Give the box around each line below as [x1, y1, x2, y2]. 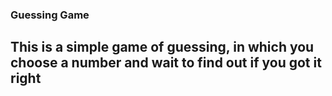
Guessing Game [10, 8, 90, 22]
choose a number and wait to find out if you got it [10, 54, 322, 72]
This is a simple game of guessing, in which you [10, 39, 315, 56]
